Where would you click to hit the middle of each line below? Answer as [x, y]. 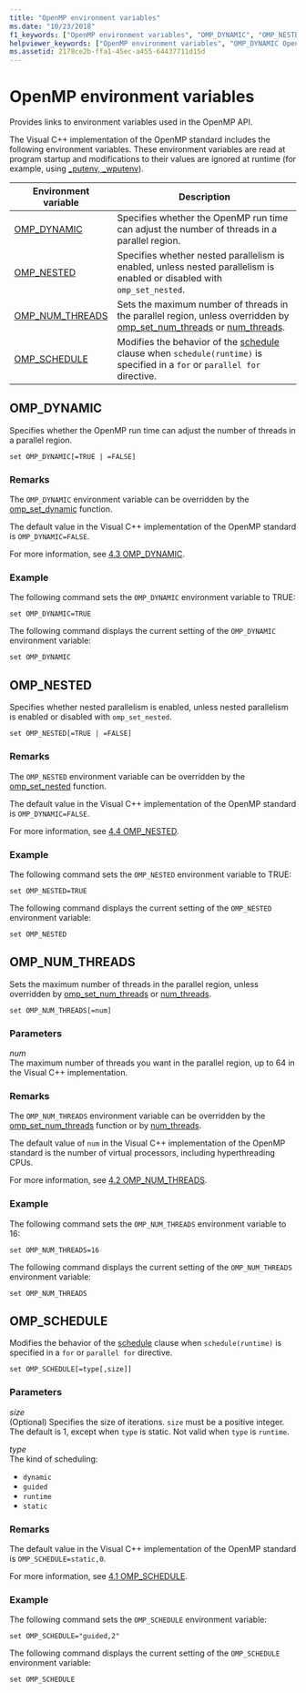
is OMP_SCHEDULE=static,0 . [58, 1558]
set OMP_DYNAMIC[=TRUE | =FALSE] [73, 456]
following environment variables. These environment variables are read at [148, 149]
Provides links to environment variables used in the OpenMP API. [131, 122]
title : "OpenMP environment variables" [85, 18]
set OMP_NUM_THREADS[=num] [61, 1010]
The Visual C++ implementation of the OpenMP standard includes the [140, 140]
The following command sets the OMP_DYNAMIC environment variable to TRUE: [153, 597]
